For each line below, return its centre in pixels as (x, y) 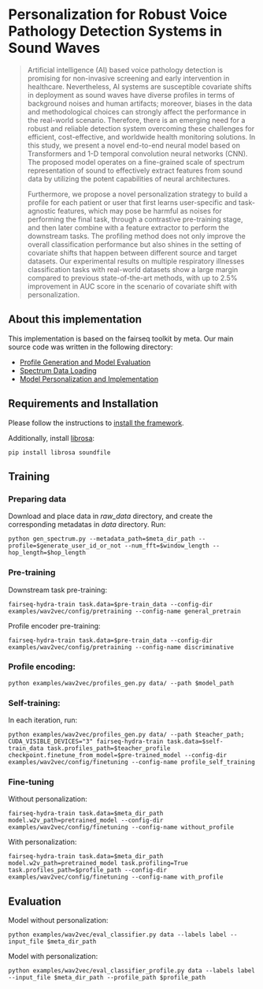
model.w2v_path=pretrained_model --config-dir (86, 821)
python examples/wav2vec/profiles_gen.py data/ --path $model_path (121, 683)
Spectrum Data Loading (58, 370)
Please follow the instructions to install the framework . (96, 423)
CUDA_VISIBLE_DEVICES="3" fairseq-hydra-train (86, 742)
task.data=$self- (195, 742)
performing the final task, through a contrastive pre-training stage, (135, 219)
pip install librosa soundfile (59, 452)
